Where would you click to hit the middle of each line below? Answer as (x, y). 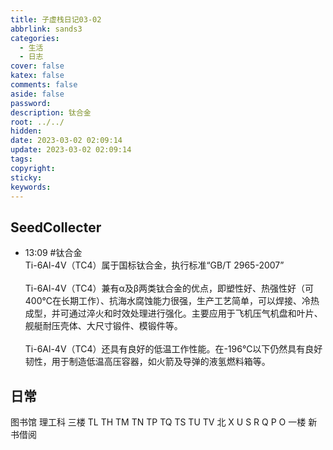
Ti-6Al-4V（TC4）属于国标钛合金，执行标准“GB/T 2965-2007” (154, 265)
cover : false (37, 66)
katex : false (37, 76)
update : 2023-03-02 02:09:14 (71, 150)
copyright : (33, 168)
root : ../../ (37, 122)
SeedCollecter (56, 227)
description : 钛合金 (51, 112)
